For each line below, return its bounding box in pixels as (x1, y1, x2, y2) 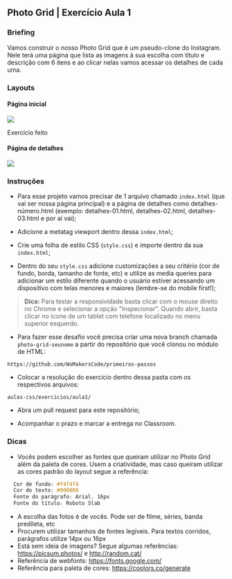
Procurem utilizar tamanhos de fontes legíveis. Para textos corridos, (17, 527, 211, 535)
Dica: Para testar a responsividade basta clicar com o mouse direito (24, 297, 218, 305)
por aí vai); (46, 214, 77, 222)
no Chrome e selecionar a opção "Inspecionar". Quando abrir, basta (24, 305, 218, 313)
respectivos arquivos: (17, 380, 79, 389)
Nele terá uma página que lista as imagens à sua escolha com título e (7, 51, 205, 59)
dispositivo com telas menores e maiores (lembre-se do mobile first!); (17, 284, 216, 292)
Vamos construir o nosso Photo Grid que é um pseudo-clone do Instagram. (7, 43, 222, 52)
